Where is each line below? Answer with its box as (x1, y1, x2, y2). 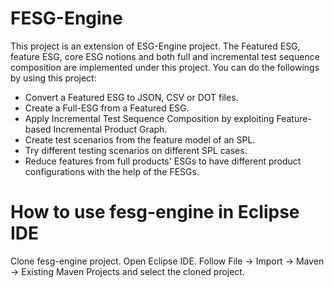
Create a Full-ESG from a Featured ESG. (24, 102, 190, 114)
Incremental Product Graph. (53, 123, 168, 135)
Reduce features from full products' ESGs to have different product (24, 155, 302, 167)
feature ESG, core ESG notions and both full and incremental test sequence (10, 50, 320, 62)
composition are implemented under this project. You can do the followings (10, 61, 320, 73)
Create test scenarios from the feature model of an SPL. (24, 133, 256, 146)
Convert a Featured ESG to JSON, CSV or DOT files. (24, 91, 239, 103)
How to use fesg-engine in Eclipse (10, 201, 300, 224)
